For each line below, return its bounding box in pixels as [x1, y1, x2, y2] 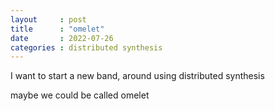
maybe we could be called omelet [10, 89, 150, 101]
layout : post [10, 14, 87, 25]
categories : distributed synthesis [10, 42, 163, 53]
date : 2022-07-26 [10, 33, 114, 43]
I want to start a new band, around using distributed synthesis [10, 70, 265, 82]
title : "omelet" [10, 24, 105, 34]
